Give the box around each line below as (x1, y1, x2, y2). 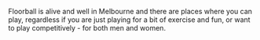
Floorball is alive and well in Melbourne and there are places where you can (8, 7, 253, 16)
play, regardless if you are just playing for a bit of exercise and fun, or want (8, 15, 251, 24)
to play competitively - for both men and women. (8, 24, 167, 32)
